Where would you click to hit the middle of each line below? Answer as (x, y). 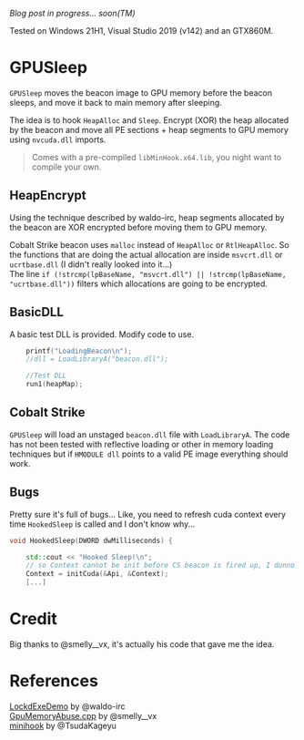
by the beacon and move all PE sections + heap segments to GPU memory (149, 129)
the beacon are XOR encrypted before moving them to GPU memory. (138, 227)
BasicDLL (36, 312)
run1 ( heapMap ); (55, 385)
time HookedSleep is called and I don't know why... (102, 524)
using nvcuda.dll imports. (58, 139)
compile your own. (66, 167)
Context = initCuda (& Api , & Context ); (97, 574)
